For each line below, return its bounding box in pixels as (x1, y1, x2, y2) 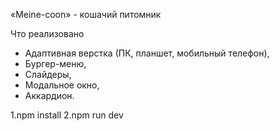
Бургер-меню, (24, 58, 87, 69)
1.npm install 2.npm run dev (10, 109, 124, 121)
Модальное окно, (24, 79, 100, 91)
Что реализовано (10, 28, 85, 39)
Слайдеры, (24, 69, 72, 80)
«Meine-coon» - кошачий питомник (10, 9, 162, 20)
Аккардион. (24, 90, 75, 101)
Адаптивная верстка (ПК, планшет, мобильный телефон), (24, 47, 270, 59)
